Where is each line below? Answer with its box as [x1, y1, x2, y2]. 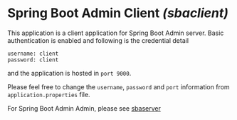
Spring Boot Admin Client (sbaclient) [7, 5, 229, 21]
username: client [7, 50, 59, 57]
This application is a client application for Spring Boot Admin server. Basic [7, 29, 224, 37]
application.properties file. [7, 90, 90, 99]
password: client [7, 56, 59, 64]
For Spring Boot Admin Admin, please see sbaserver [7, 104, 162, 112]
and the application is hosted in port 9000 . [7, 69, 132, 77]
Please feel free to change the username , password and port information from [7, 82, 230, 91]
